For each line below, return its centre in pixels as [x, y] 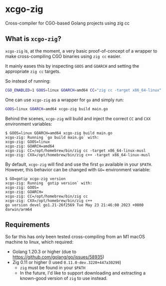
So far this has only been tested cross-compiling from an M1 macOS [75, 237]
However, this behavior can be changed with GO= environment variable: [78, 169]
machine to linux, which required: [39, 242]
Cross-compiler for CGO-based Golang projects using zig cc [67, 23]
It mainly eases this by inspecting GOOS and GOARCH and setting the [72, 66]
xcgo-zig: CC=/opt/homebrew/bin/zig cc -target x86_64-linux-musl [76, 151]
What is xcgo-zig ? [33, 39]
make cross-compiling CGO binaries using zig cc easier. [63, 56]
